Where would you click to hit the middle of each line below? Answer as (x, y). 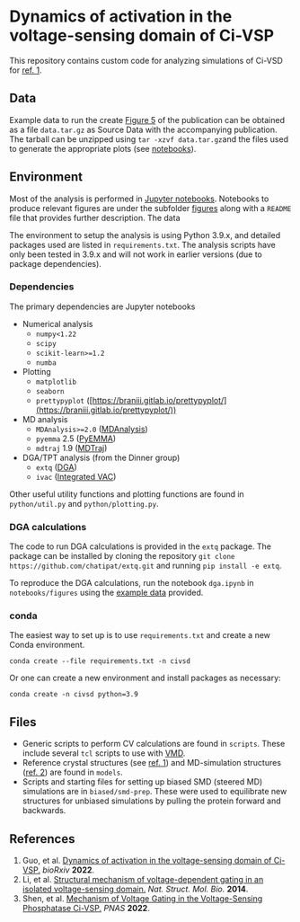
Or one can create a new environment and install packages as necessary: (145, 678)
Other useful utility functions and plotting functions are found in (127, 494)
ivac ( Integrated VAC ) (76, 476)
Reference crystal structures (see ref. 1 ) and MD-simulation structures (151, 763)
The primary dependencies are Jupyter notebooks (102, 306)
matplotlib (56, 382)
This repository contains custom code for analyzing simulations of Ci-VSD (146, 60)
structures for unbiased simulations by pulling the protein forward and (151, 801)
